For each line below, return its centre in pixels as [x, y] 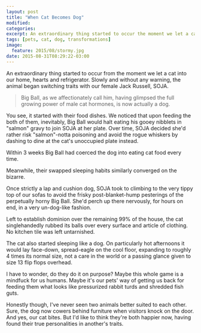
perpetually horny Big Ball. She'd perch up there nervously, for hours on [95, 201]
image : [14, 45]
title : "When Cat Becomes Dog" [45, 17]
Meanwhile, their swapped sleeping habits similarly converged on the [92, 170]
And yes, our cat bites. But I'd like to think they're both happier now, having [99, 317]
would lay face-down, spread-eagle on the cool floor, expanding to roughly [99, 249]
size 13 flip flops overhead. [39, 262]
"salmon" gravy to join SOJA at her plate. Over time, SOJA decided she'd [96, 128]
